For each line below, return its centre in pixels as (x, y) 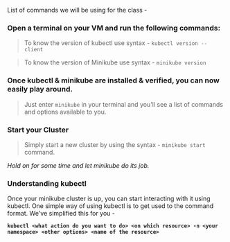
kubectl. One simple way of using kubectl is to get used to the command (110, 206)
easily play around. (40, 89)
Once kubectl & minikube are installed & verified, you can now (113, 80)
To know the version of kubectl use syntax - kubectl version (111, 43)
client (34, 50)
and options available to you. (65, 112)
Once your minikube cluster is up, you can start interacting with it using (109, 199)
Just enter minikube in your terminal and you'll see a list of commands (124, 104)
